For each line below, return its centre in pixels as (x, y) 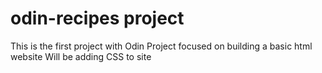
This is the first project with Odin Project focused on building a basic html (161, 46)
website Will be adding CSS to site (81, 56)
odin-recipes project (97, 18)
